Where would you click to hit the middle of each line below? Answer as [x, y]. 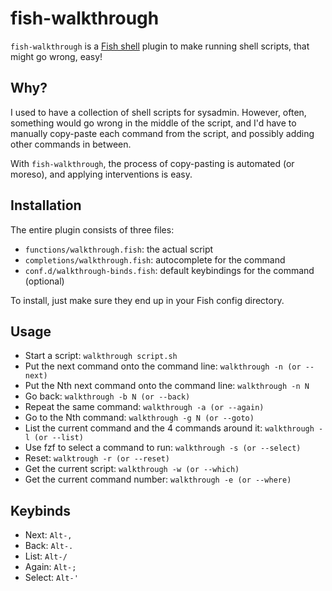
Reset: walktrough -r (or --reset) [97, 458]
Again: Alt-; [50, 567]
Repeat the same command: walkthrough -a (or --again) [144, 407]
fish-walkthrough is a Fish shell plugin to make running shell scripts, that [160, 46]
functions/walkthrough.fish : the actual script [119, 249]
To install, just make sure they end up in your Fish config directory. [147, 300]
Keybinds [41, 510]
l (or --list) [54, 438]
